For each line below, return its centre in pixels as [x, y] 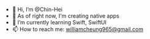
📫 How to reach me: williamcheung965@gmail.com [78, 29]
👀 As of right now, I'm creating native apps [66, 16]
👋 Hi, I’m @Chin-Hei [37, 9]
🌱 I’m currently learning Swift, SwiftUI [59, 22]
